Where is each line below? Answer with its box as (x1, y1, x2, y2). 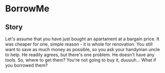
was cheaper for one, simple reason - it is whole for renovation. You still (5, 41, 153, 47)
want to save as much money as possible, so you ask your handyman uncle (5, 47, 161, 52)
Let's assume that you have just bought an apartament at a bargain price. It (5, 36, 160, 42)
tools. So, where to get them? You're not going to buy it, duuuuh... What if (5, 57, 156, 63)
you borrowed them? (5, 63, 48, 68)
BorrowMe (5, 3, 50, 14)
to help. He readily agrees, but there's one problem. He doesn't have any (5, 52, 155, 58)
